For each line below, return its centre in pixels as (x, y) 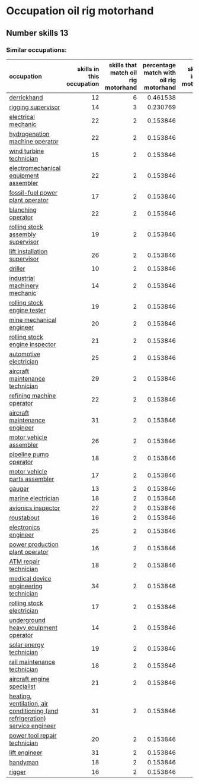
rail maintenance (32, 661)
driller (17, 268)
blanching (23, 209)
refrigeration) (28, 718)
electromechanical (35, 168)
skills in (88, 68)
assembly (23, 234)
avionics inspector (35, 508)
